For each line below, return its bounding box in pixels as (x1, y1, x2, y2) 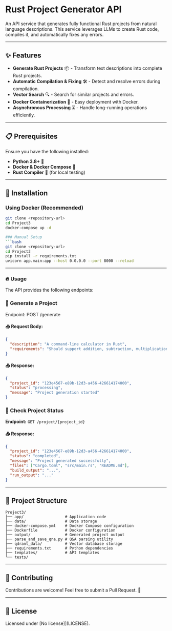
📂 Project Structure (5, 496, 68, 505)
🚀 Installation (5, 189, 48, 197)
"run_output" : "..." (10, 473, 54, 478)
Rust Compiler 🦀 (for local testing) (12, 169, 85, 175)
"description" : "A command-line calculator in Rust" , (10, 341, 127, 347)
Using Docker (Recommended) (5, 204, 83, 211)
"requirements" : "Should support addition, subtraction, (10, 346, 134, 352)
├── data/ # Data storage (5, 519, 97, 524)
